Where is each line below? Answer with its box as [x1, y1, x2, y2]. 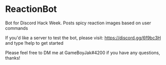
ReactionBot [5, 3, 57, 15]
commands [5, 25, 28, 31]
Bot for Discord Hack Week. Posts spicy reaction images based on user [5, 20, 152, 26]
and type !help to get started [5, 40, 64, 46]
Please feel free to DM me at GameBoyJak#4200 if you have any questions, [5, 50, 161, 56]
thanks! [5, 55, 21, 61]
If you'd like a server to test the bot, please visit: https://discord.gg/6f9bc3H [5, 35, 161, 41]
